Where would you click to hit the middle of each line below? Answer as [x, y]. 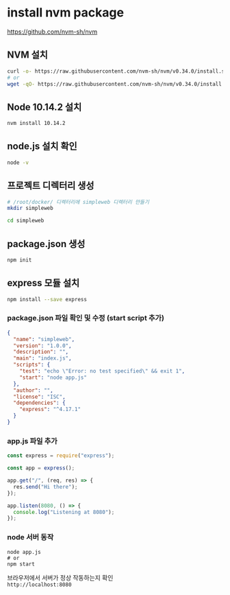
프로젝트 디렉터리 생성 [51, 186]
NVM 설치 [27, 55]
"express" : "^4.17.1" [50, 410]
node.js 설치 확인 [42, 147]
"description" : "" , [41, 352]
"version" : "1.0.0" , [42, 346]
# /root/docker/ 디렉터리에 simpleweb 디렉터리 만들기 [78, 202]
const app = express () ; [41, 468]
